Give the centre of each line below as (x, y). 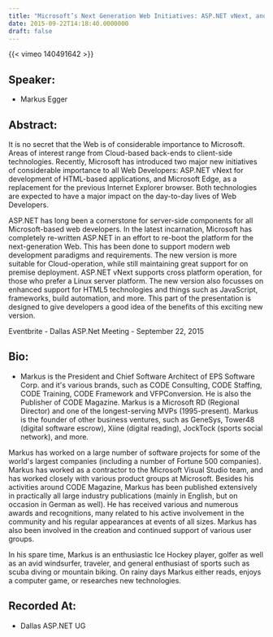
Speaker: (32, 79)
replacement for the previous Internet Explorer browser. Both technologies (133, 187)
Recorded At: (43, 606)
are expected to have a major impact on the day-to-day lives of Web (123, 196)
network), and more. (54, 436)
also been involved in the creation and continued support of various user (130, 530)
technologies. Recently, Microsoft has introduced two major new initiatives (133, 162)
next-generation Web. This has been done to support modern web (119, 246)
